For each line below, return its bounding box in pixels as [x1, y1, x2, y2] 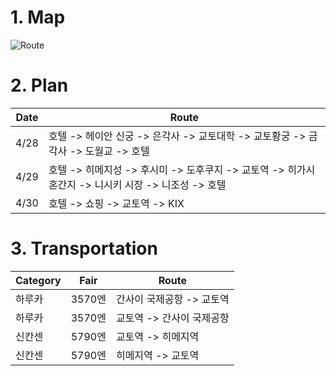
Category [15, 273, 62, 287]
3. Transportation [10, 237, 158, 260]
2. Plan [10, 74, 69, 97]
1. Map [10, 6, 66, 29]
